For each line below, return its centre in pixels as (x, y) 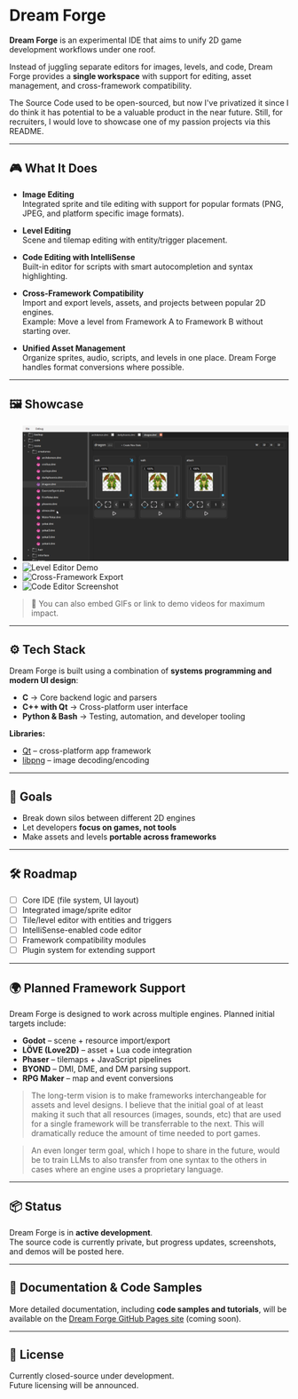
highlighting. (45, 275)
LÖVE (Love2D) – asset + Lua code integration (107, 1050)
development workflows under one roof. (82, 49)
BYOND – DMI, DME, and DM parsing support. (106, 1069)
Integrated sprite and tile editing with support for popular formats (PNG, (153, 203)
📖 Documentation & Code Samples (106, 1288)
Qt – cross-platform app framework (86, 751)
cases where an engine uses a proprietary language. (127, 1169)
